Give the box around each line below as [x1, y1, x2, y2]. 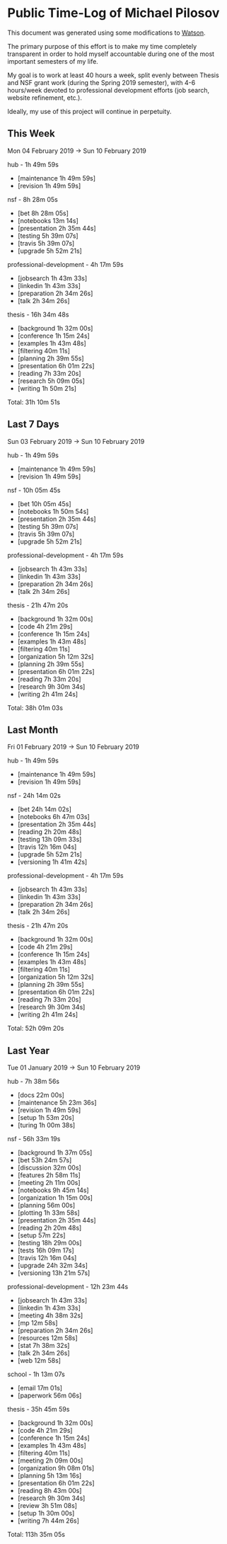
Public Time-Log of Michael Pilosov [7, 5, 220, 21]
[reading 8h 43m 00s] [17, 1487, 82, 1495]
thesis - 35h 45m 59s [7, 1405, 70, 1414]
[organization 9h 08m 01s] [17, 1464, 95, 1472]
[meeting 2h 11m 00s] [17, 1179, 81, 1187]
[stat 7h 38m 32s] [17, 1342, 70, 1350]
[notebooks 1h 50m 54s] [17, 507, 89, 515]
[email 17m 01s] [17, 1384, 62, 1393]
